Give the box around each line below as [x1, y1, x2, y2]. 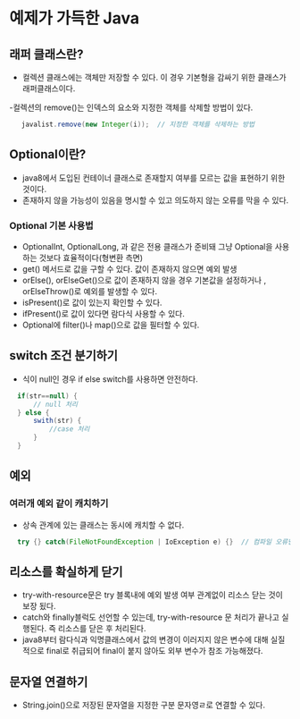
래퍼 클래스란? [9, 47, 84, 62]
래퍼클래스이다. [21, 83, 76, 94]
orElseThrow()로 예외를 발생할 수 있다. [21, 285, 158, 296]
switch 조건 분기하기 [9, 348, 119, 363]
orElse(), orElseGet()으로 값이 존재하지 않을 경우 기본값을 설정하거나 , [21, 275, 266, 285]
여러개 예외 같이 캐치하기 [9, 497, 109, 510]
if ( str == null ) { [17, 391, 78, 401]
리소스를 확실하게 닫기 [9, 564, 123, 579]
